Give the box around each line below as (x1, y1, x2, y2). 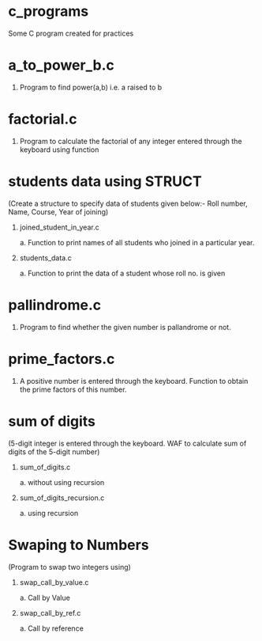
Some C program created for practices (8, 28, 134, 38)
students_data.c (19, 252, 73, 263)
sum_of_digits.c (19, 462, 71, 472)
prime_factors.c (8, 350, 115, 368)
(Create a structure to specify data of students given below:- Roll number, (8, 199, 249, 208)
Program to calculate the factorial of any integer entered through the (19, 136, 242, 146)
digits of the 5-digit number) (8, 446, 100, 457)
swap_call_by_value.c (19, 577, 89, 587)
